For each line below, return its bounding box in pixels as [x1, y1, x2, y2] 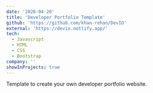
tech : [6, 31, 20, 37]
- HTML [11, 42, 28, 48]
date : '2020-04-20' [6, 8, 55, 15]
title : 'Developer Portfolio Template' [6, 14, 106, 20]
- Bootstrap [11, 53, 42, 59]
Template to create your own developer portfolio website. [6, 80, 148, 88]
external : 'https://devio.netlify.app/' [6, 25, 109, 32]
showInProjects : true [6, 64, 60, 70]
